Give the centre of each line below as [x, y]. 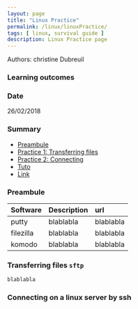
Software [26, 209]
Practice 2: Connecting [50, 159]
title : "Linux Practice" [43, 20]
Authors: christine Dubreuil [46, 59]
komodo [24, 244]
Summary [24, 129]
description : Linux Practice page [58, 40]
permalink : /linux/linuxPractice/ [58, 26]
